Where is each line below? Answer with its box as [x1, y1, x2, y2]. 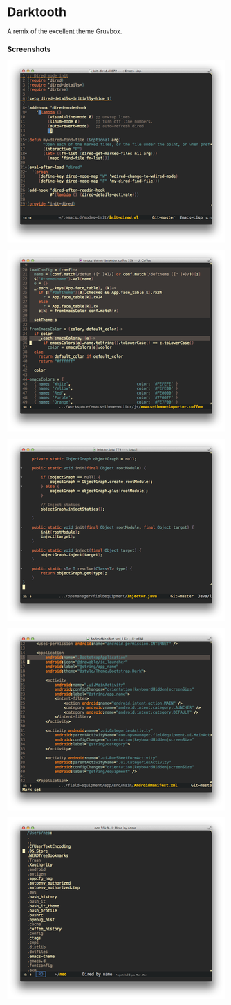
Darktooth [7, 4, 67, 20]
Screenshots [7, 44, 51, 54]
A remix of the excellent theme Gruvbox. [7, 27, 122, 35]
